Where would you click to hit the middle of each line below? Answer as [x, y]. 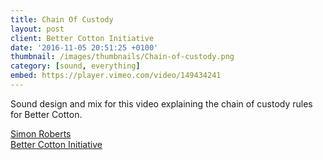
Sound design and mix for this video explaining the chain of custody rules [161, 103]
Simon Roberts [41, 133]
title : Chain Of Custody [62, 19]
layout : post [37, 29]
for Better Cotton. [46, 114]
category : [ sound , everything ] [75, 66]
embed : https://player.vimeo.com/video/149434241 [116, 76]
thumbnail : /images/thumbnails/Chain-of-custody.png [122, 57]
